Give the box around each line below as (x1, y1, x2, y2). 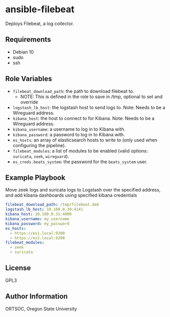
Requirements (5, 35, 51, 44)
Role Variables (5, 75, 52, 83)
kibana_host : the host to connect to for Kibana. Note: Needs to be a (12, 115, 155, 121)
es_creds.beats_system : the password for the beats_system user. (12, 158, 148, 164)
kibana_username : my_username (5, 216, 70, 222)
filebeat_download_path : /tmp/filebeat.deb (5, 202, 100, 207)
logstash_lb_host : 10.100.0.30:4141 (5, 207, 83, 212)
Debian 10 (12, 48, 34, 55)
